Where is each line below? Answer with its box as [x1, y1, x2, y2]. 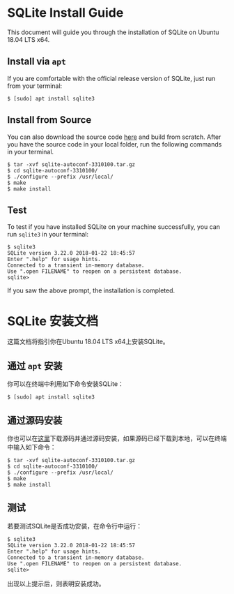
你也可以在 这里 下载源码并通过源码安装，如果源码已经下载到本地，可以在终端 [7, 434, 227, 443]
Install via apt [7, 56, 66, 68]
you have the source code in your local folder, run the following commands [7, 140, 222, 148]
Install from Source [7, 114, 92, 126]
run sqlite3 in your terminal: [7, 230, 89, 239]
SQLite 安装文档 [7, 313, 99, 329]
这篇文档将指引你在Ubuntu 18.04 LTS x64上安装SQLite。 [7, 337, 169, 346]
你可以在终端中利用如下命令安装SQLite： [7, 380, 124, 388]
